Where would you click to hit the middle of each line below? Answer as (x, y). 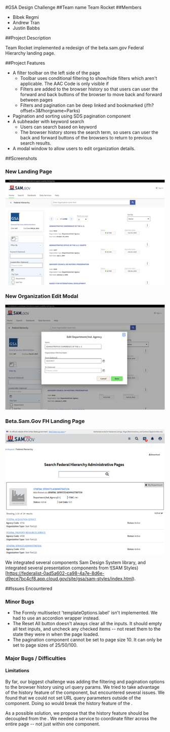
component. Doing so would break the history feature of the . (69, 704)
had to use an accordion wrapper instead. (56, 618)
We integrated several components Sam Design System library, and (75, 563)
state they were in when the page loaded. (56, 634)
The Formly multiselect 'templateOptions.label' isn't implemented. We (85, 613)
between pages (36, 100)
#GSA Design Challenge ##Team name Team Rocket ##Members (73, 7)
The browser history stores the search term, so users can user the (89, 132)
